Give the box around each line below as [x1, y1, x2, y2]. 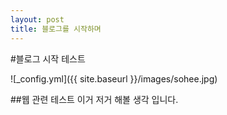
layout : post [10, 14, 65, 25]
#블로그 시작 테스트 [10, 52, 86, 65]
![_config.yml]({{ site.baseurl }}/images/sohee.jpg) [10, 72, 218, 85]
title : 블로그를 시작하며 [10, 24, 102, 34]
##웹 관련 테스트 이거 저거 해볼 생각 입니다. [10, 93, 179, 105]
